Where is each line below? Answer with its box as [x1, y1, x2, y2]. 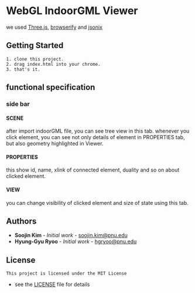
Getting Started [6, 41, 64, 50]
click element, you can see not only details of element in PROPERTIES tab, [6, 134, 186, 141]
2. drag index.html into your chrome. [6, 61, 101, 67]
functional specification [6, 82, 95, 92]
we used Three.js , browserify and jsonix [6, 23, 102, 31]
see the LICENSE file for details [14, 281, 90, 288]
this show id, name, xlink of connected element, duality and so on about [6, 166, 180, 174]
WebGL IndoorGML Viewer [6, 4, 139, 18]
